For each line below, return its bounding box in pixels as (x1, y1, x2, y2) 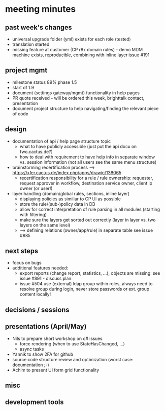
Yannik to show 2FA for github (12, 351, 73, 357)
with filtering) (19, 211, 47, 218)
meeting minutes (5, 3, 76, 15)
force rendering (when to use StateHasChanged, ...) (19, 340, 125, 346)
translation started (12, 41, 50, 47)
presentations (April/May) (5, 322, 87, 331)
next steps (5, 247, 38, 255)
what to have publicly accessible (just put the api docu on (19, 143, 137, 149)
